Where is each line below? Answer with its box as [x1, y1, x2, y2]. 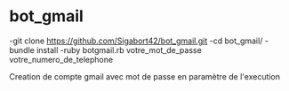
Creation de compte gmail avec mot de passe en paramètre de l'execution [9, 71, 281, 81]
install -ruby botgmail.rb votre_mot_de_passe [36, 44, 202, 55]
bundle [9, 44, 36, 55]
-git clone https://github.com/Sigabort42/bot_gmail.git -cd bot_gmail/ [9, 35, 263, 46]
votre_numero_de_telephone [9, 54, 114, 64]
